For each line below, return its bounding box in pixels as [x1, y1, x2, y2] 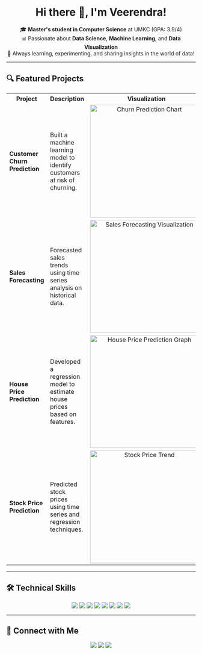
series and [50, 510, 80, 519]
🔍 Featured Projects [6, 73, 84, 84]
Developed [50, 357, 81, 366]
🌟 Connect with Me [6, 626, 79, 636]
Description [50, 95, 84, 103]
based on [50, 410, 77, 418]
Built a [50, 131, 68, 139]
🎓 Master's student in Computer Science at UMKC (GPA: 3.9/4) [20, 25, 182, 33]
